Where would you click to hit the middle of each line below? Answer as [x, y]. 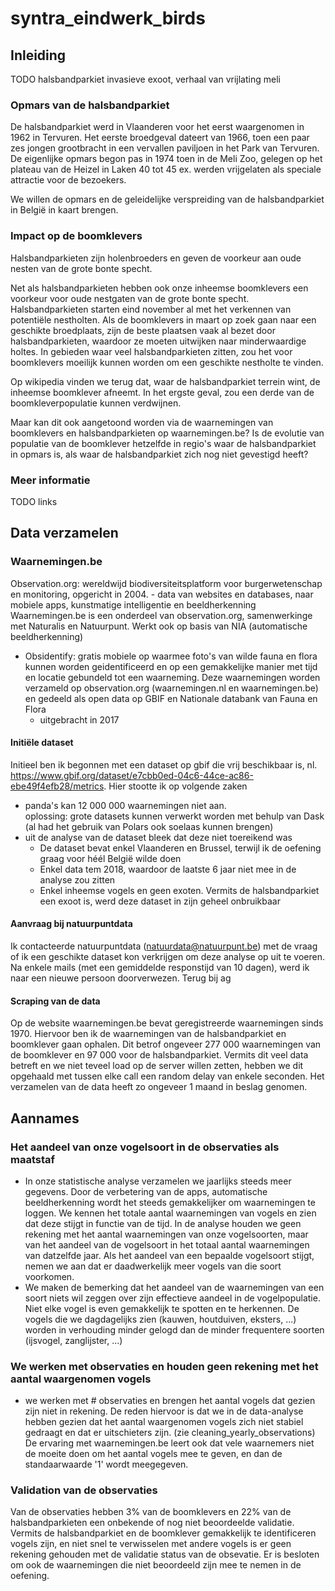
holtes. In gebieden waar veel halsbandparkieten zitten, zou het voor [151, 351]
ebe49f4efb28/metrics [57, 786]
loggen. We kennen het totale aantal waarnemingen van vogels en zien [170, 1213]
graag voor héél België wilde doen [110, 858]
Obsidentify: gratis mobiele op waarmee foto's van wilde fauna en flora [171, 656]
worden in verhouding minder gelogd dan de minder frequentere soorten [174, 1329]
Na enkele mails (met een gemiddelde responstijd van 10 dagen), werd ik [160, 967]
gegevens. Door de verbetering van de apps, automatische [146, 1191]
